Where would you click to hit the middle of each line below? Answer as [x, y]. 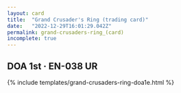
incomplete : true [32, 39]
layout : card [26, 13]
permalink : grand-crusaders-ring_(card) [66, 32]
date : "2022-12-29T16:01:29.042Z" [59, 26]
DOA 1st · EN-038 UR [52, 66]
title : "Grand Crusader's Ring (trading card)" [78, 20]
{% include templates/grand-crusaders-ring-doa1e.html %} [91, 82]
